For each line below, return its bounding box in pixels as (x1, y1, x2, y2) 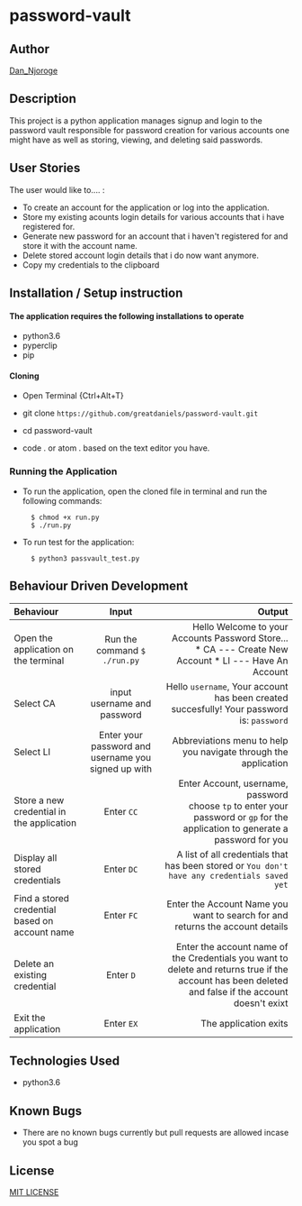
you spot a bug (22, 1137, 79, 1147)
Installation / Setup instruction (9, 286, 183, 301)
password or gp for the (192, 810, 289, 823)
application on (13, 643, 75, 655)
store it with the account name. (22, 240, 138, 251)
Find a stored (13, 891, 70, 904)
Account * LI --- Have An (176, 654, 289, 667)
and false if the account (188, 985, 289, 998)
